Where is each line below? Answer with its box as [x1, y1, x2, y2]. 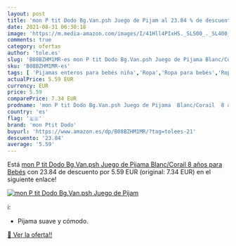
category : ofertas [7, 43, 61, 50]
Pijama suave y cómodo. [17, 217, 89, 226]
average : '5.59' [7, 141, 55, 148]
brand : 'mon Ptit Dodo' [7, 121, 77, 129]
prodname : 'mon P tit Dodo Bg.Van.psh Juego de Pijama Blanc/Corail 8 [7, 102, 225, 109]
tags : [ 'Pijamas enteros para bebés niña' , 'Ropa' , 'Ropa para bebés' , [7, 69, 218, 76]
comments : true [7, 37, 52, 44]
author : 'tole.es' [7, 50, 61, 57]
